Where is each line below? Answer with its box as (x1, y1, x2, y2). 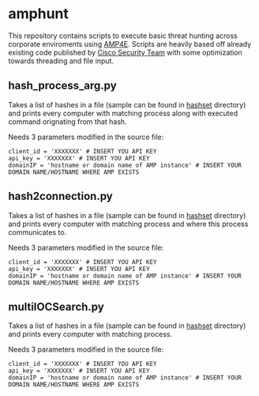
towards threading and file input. (8, 56, 114, 66)
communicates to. (8, 227, 67, 237)
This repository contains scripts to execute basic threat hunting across (8, 31, 238, 40)
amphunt (8, 5, 69, 23)
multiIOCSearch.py (8, 300, 104, 313)
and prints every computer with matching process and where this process (8, 219, 249, 228)
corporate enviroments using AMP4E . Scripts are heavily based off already (8, 39, 252, 48)
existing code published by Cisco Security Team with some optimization (8, 47, 242, 57)
